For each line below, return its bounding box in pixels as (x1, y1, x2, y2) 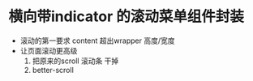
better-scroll (32, 65, 75, 75)
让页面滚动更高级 (19, 45, 78, 55)
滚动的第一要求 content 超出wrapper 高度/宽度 (19, 36, 175, 45)
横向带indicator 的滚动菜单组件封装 (8, 7, 245, 26)
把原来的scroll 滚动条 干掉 (32, 56, 119, 66)
